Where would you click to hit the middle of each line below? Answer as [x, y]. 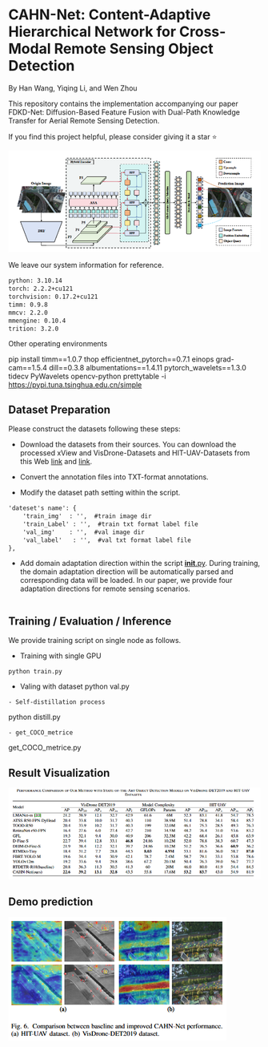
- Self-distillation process [57, 702]
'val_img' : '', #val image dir [84, 532]
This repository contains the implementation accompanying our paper [123, 103]
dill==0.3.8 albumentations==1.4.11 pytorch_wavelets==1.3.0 [148, 367]
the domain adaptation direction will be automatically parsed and [126, 572]
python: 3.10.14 [35, 281]
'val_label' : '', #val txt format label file [107, 540]
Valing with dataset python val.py [74, 686]
